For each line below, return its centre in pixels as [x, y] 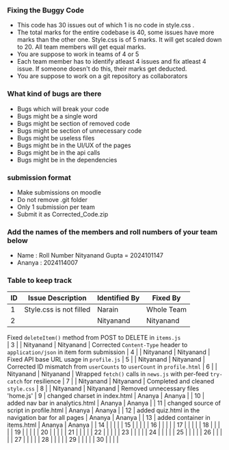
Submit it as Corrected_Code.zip [63, 214]
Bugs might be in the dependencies [67, 160]
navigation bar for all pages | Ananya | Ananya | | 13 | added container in [109, 418]
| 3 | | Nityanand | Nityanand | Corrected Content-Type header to [97, 345]
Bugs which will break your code [63, 109]
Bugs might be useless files [56, 138]
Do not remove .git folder [52, 199]
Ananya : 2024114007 [48, 263]
